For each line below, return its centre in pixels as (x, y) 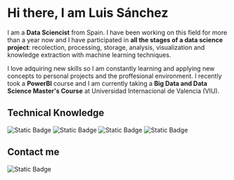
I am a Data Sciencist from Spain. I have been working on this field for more (117, 32)
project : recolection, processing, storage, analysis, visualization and (106, 47)
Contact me (33, 152)
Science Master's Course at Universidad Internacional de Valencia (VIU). (113, 91)
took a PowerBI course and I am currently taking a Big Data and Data (107, 83)
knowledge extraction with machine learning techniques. (89, 55)
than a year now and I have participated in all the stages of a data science (115, 39)
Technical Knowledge (56, 113)
